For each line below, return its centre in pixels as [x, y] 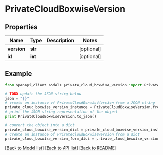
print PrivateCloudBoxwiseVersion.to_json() [51, 117]
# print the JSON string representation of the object [62, 112]
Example [18, 74]
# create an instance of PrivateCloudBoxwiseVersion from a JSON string [80, 103]
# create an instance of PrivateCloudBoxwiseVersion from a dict [72, 134]
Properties [21, 27]
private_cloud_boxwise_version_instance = [49, 107]
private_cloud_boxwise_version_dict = [44, 130]
